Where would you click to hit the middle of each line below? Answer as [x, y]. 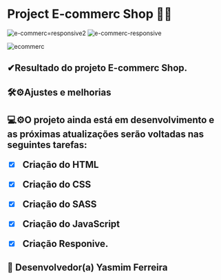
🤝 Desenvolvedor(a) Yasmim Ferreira [87, 267]
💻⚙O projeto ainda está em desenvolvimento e [111, 120]
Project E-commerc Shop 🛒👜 [90, 14]
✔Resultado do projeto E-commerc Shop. [97, 68]
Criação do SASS [60, 205]
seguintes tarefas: [47, 145]
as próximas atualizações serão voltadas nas [106, 134]
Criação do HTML [61, 165]
